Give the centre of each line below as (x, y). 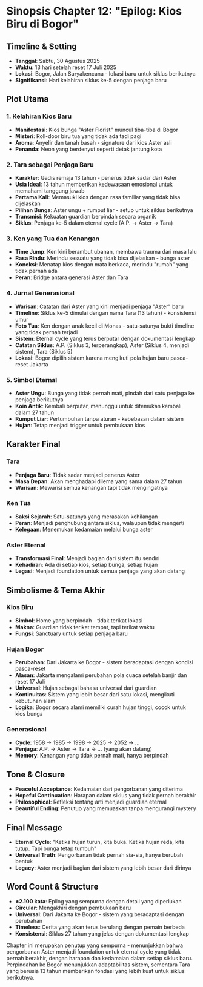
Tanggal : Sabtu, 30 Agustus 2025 (57, 61)
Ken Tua (19, 503)
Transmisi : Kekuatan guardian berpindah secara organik (85, 216)
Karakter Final (33, 444)
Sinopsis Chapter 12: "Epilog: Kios (94, 11)
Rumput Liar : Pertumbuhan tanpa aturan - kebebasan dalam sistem (99, 418)
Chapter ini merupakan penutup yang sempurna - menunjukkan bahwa (95, 945)
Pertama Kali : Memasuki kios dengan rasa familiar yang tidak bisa (98, 197)
